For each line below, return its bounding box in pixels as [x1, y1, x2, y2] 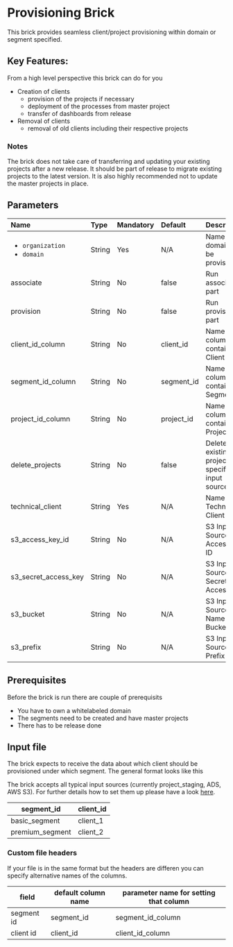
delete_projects [10, 460, 61, 469]
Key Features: [7, 56, 69, 67]
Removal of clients [17, 117, 71, 125]
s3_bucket [10, 609, 45, 619]
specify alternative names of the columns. [7, 871, 128, 880]
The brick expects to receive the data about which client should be [7, 760, 198, 768]
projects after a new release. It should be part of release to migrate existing [7, 165, 222, 173]
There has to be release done [17, 721, 102, 730]
